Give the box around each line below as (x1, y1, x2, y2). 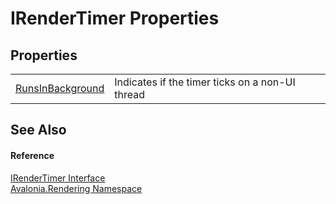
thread (114, 88, 146, 101)
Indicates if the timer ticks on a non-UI (114, 75, 296, 89)
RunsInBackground (15, 82, 105, 95)
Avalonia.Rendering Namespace (10, 182, 143, 194)
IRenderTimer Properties (10, 7, 220, 30)
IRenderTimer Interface (10, 172, 106, 184)
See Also (10, 122, 67, 139)
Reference (10, 149, 55, 161)
